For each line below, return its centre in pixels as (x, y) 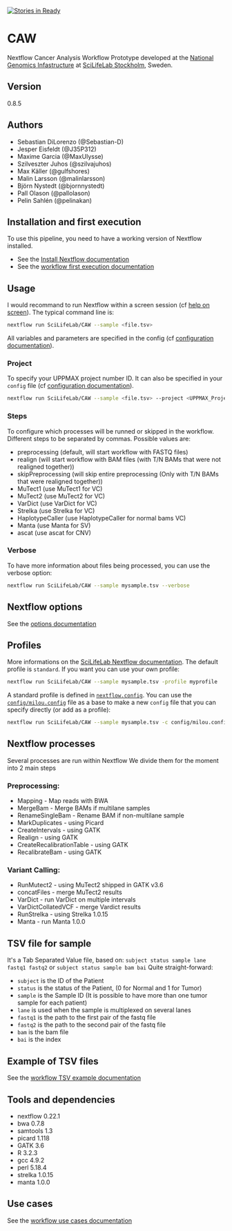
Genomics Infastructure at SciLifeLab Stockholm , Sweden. (90, 65)
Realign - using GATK (47, 837)
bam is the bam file (43, 1032)
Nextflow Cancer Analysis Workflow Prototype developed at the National (110, 57)
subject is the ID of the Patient (60, 981)
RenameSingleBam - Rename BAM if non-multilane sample (100, 815)
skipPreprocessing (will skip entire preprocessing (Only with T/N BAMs (118, 474)
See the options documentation (52, 623)
